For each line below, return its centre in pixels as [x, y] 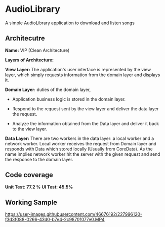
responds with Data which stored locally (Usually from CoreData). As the [79, 149]
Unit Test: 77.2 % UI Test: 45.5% [39, 187]
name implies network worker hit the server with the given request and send [83, 154]
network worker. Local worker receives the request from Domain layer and [81, 143]
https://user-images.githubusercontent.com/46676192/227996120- [74, 214]
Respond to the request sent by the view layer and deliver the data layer [85, 109]
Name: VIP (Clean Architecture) [37, 50]
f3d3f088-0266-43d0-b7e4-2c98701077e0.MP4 [55, 220]
